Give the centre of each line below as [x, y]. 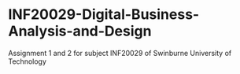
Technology [28, 61]
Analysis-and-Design [80, 31]
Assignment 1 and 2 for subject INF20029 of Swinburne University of [120, 53]
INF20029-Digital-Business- [104, 15]
